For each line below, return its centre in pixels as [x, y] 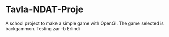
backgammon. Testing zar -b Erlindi [43, 28]
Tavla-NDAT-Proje [45, 9]
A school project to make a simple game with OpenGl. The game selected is [84, 23]
